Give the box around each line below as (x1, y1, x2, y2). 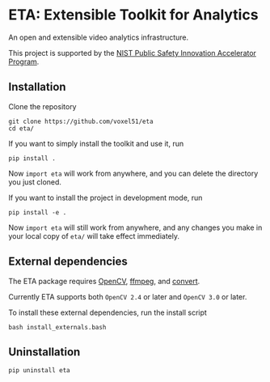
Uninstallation (8, 345, 81, 359)
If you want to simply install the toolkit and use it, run (8, 138, 184, 148)
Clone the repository (8, 101, 77, 111)
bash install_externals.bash (8, 323, 107, 331)
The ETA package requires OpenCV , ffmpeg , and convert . (8, 276, 200, 286)
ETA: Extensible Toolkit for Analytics (8, 6, 259, 24)
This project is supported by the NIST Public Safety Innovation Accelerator (8, 48, 257, 57)
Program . (8, 57, 40, 66)
